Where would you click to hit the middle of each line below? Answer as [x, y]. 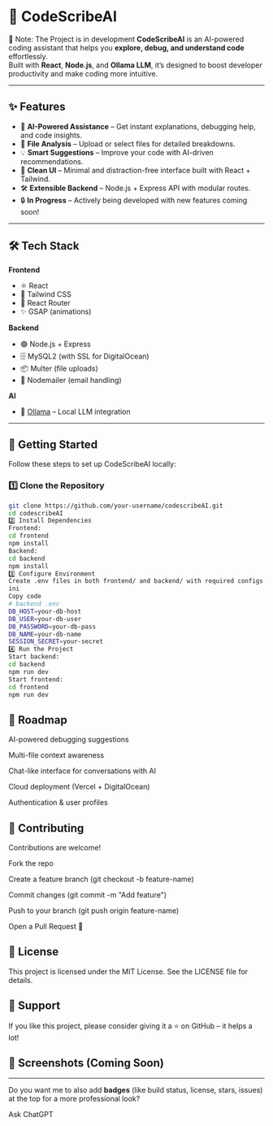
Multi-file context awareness [56, 755]
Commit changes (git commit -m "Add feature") [88, 895]
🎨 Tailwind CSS [45, 294]
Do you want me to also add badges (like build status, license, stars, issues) [136, 1090]
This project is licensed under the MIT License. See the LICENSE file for [128, 972]
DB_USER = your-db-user [45, 619]
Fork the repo [31, 863]
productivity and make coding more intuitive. [83, 73]
